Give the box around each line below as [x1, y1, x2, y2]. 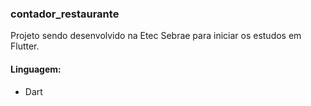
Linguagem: [10, 63, 62, 75]
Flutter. [10, 40, 40, 52]
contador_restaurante [10, 7, 120, 21]
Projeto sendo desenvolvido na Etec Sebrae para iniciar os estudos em [10, 30, 302, 42]
